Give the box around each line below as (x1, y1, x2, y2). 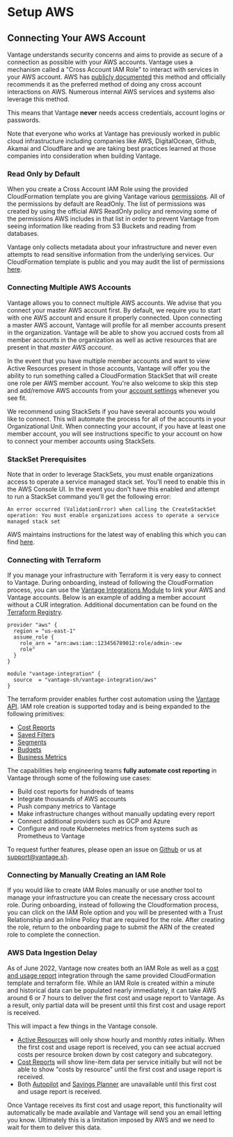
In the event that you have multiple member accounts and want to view (7, 357, 210, 365)
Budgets (17, 745, 42, 754)
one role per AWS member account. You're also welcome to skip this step (7, 378, 218, 387)
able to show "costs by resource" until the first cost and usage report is (17, 1065, 223, 1073)
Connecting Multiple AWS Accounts (7, 283, 131, 292)
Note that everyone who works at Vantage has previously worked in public (7, 130, 220, 138)
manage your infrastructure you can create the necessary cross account (7, 893, 216, 902)
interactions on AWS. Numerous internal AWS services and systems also (7, 88, 215, 96)
